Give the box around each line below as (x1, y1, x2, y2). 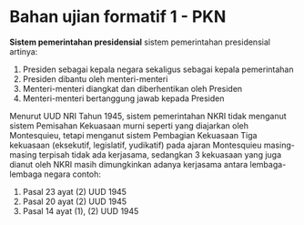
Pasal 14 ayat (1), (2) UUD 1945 (22, 205, 139, 216)
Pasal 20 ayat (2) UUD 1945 (22, 196, 127, 207)
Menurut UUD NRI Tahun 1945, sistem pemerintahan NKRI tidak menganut (9, 110, 287, 121)
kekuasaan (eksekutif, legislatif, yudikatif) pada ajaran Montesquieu (9, 139, 262, 150)
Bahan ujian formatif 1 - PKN (9, 6, 227, 27)
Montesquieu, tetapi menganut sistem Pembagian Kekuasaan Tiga (9, 129, 258, 140)
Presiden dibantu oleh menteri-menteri (22, 73, 168, 84)
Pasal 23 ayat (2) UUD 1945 (22, 186, 127, 197)
